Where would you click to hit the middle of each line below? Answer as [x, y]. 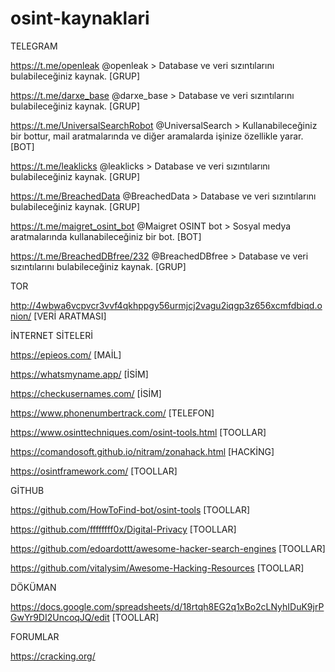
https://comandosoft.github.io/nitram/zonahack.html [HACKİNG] [142, 451]
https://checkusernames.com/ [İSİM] [86, 393]
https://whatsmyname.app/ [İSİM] [79, 374]
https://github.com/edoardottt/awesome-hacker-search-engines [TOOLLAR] [168, 548]
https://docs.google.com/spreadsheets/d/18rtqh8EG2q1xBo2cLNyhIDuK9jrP [167, 606]
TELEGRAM [34, 46]
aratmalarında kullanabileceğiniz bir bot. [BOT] [106, 236]
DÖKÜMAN [33, 587]
